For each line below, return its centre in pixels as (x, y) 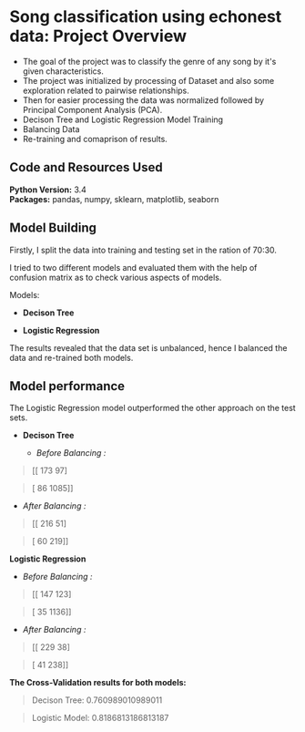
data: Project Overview (98, 36)
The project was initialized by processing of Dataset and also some (148, 80)
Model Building (53, 228)
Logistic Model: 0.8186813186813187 (100, 718)
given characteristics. (63, 71)
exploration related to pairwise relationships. (106, 90)
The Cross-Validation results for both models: (98, 683)
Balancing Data (51, 129)
